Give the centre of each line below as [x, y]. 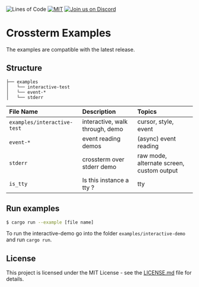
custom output [158, 170]
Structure [24, 68]
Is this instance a [105, 180]
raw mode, [152, 155]
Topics [147, 111]
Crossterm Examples [59, 33]
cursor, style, [155, 122]
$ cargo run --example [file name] [50, 222]
